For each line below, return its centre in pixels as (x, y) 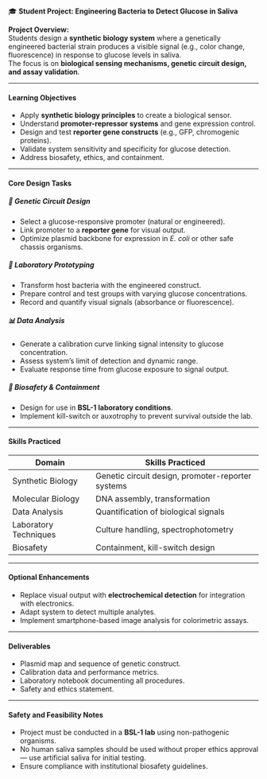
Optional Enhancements (49, 577)
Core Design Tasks (40, 183)
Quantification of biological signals (160, 512)
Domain (50, 462)
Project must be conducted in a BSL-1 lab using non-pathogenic (124, 732)
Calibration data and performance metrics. (89, 672)
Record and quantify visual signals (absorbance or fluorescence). (127, 302)
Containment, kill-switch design (155, 547)
